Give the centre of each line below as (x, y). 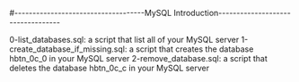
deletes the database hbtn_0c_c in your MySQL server (110, 68)
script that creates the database (195, 49)
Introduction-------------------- (233, 13)
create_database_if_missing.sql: (68, 49)
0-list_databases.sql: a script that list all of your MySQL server (124, 40)
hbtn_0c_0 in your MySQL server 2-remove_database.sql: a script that (138, 58)
